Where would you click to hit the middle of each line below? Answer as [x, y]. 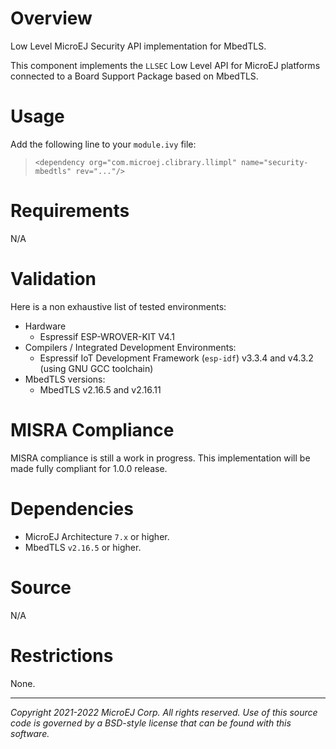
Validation [53, 279]
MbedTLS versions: [65, 379]
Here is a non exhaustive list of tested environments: [118, 306]
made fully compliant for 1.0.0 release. [89, 468]
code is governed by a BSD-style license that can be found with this [151, 723]
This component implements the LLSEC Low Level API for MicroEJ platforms [165, 65]
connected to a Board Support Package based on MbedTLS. [134, 76]
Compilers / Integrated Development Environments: [130, 347]
